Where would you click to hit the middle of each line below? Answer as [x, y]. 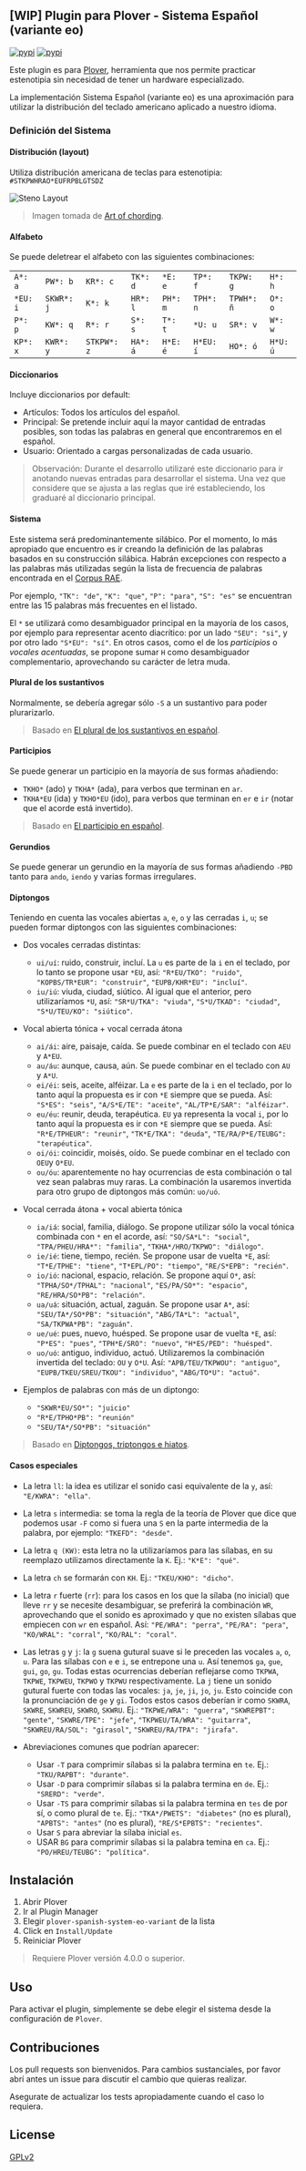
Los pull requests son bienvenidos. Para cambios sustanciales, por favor [145, 2069]
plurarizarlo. [32, 712]
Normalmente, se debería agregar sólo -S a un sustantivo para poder [138, 703]
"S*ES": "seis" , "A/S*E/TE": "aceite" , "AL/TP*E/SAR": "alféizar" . [163, 1105]
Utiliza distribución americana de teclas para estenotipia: [116, 172]
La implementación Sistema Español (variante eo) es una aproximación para [152, 97]
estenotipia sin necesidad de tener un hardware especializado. [127, 79]
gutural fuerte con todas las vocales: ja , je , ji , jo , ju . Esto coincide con [158, 1690]
